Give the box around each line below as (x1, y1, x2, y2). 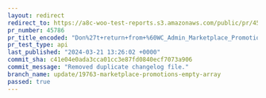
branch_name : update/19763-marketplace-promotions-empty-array (7, 70, 222, 78)
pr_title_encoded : (7, 33, 68, 42)
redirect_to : (7, 19, 51, 27)
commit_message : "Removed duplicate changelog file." (7, 63, 190, 71)
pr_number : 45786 (7, 26, 65, 34)
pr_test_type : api (7, 41, 68, 49)
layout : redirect (7, 11, 65, 20)
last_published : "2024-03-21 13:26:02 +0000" (7, 48, 160, 56)
